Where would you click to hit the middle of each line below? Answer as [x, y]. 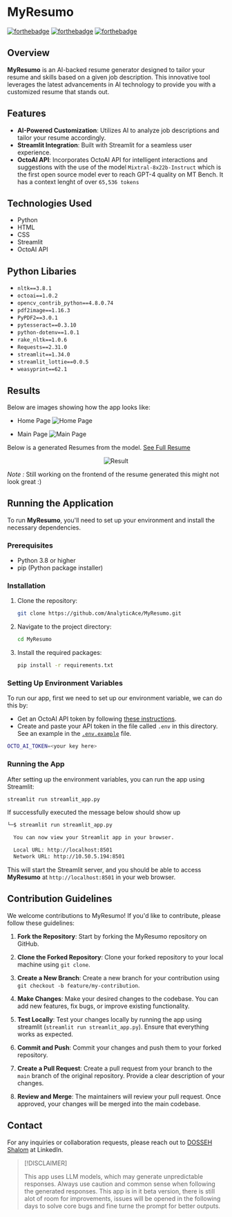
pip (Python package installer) [60, 568]
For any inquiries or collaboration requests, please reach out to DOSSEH [110, 1142]
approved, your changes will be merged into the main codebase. [109, 1103]
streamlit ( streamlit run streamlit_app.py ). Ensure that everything [113, 1027]
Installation [27, 586]
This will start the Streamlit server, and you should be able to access [104, 869]
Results [24, 391]
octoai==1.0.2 [37, 296]
